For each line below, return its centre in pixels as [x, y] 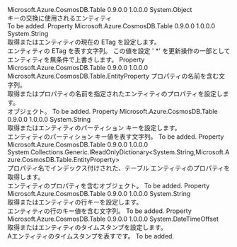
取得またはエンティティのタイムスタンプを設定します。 [87, 227]
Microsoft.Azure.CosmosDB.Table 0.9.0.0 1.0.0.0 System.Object [100, 10]
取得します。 [26, 177]
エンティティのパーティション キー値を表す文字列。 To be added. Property [116, 137]
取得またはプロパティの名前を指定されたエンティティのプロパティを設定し [115, 94]
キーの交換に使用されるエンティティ [60, 18]
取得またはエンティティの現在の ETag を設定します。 [84, 42]
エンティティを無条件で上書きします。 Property [76, 59]
